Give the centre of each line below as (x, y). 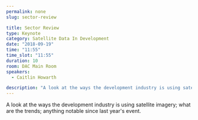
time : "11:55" (24, 50)
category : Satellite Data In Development (58, 39)
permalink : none (26, 12)
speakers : (18, 72)
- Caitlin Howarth (34, 77)
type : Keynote (24, 33)
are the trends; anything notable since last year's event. (74, 111)
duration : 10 (22, 61)
